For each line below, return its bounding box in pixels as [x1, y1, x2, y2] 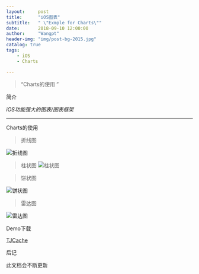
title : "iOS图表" [6, 14, 60, 20]
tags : [6, 47, 20, 53]
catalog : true [6, 42, 41, 48]
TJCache [6, 237, 28, 244]
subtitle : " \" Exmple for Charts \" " [6, 20, 102, 26]
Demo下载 [6, 225, 31, 232]
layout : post [6, 8, 49, 15]
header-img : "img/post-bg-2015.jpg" [6, 36, 97, 42]
